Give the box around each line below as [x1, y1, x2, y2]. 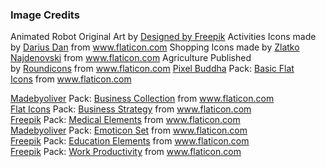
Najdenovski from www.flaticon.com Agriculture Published [10, 52, 252, 64]
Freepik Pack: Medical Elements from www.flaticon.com [10, 114, 241, 126]
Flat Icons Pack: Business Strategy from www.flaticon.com [10, 103, 252, 115]
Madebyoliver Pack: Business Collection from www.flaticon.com [10, 93, 275, 105]
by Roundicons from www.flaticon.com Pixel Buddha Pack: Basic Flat [10, 63, 295, 75]
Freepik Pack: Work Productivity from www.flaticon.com [10, 146, 242, 158]
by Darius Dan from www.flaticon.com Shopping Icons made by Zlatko [10, 41, 300, 53]
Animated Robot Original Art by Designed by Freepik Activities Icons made [10, 31, 317, 43]
